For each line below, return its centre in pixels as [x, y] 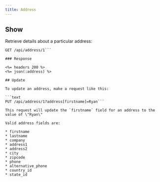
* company [15, 140]
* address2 [16, 149]
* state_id [16, 175]
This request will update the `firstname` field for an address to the [80, 110]
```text [13, 98]
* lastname [16, 136]
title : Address [21, 10]
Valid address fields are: [33, 123]
